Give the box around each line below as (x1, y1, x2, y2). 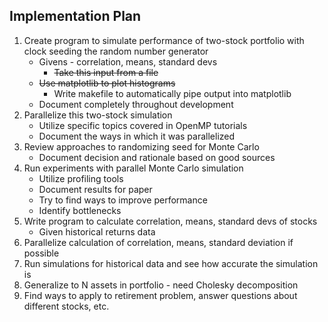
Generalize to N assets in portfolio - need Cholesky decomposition (23, 279, 299, 291)
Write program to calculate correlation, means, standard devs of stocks (23, 215, 318, 227)
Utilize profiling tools (38, 172, 124, 184)
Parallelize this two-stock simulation (23, 109, 173, 121)
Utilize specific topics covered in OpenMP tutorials (38, 119, 248, 131)
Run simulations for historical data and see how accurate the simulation (23, 257, 319, 269)
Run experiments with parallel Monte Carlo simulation (23, 162, 244, 174)
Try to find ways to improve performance (38, 194, 208, 206)
